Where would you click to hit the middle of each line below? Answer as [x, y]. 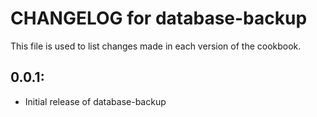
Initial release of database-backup [95, 101]
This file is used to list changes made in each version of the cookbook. [156, 46]
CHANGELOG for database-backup [159, 18]
